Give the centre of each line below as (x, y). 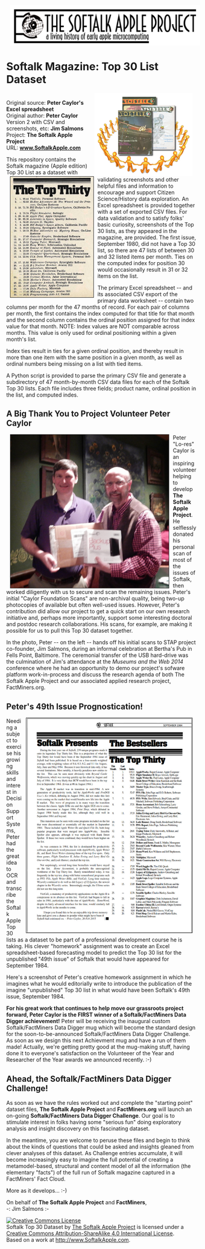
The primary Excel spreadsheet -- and (145, 288)
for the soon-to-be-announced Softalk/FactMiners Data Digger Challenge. (98, 1034)
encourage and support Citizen (136, 192)
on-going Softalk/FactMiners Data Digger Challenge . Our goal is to (90, 1115)
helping (182, 476)
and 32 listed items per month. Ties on (145, 257)
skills (13, 773)
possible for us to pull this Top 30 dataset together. (70, 631)
